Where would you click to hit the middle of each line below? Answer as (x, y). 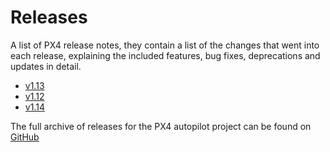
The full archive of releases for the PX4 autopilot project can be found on (161, 126)
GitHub (25, 137)
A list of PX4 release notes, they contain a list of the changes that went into (165, 45)
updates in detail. (46, 66)
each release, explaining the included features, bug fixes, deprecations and (165, 55)
